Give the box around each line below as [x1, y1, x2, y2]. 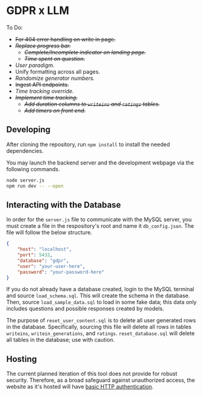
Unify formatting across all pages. [15, 68, 100, 75]
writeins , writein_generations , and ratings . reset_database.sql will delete [6, 330, 195, 337]
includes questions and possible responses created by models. [6, 305, 164, 313]
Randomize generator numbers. [15, 74, 95, 82]
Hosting [6, 354, 38, 364]
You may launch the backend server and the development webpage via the [6, 159, 194, 166]
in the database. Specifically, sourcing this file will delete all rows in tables [6, 324, 191, 331]
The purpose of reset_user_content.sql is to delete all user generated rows [6, 317, 196, 324]
